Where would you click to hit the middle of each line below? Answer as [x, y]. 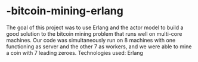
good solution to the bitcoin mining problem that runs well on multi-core [94, 33]
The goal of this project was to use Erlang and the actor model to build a [95, 27]
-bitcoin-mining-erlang [65, 11]
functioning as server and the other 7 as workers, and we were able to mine [99, 46]
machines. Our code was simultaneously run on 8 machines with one [91, 40]
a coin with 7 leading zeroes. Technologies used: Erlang [75, 52]
